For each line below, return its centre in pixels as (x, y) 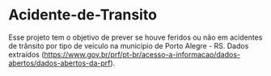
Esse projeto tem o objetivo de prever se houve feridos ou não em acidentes (135, 37)
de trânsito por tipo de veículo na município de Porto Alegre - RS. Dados (129, 45)
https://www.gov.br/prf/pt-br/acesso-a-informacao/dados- (142, 54)
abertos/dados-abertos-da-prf (59, 63)
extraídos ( (26, 54)
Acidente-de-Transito (83, 15)
